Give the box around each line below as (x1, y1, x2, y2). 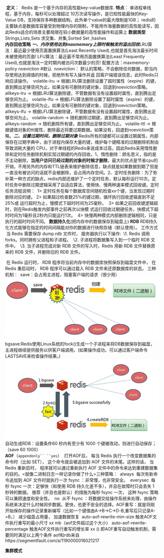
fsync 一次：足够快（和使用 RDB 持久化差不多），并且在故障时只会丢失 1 (10, 483, 155, 489)
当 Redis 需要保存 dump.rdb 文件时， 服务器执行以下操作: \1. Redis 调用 (6, 231, 150, 236)
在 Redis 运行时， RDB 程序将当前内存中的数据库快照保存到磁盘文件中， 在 (6, 259, 156, 265)
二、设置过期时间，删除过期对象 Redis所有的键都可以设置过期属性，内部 (14, 133, 159, 139)
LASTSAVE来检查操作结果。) (5, 353, 61, 359)
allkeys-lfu (5, 108, 26, 114)
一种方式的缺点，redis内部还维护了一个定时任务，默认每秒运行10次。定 (13, 176, 157, 181)
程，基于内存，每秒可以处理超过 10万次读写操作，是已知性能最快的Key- (5, 11, 148, 17)
